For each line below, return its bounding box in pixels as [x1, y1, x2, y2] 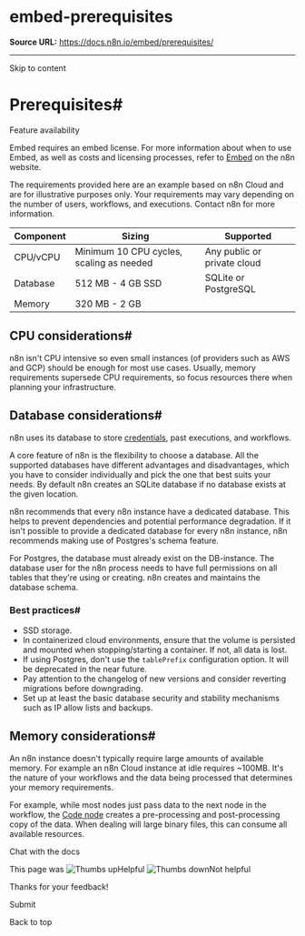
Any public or [204, 245, 261, 257]
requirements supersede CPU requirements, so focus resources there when [9, 371, 293, 383]
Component [14, 229, 66, 242]
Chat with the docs [9, 846, 80, 857]
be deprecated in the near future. [22, 663, 147, 674]
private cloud [204, 257, 261, 269]
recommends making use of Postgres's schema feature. [9, 535, 220, 546]
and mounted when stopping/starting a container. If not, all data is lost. [22, 644, 288, 655]
